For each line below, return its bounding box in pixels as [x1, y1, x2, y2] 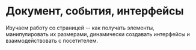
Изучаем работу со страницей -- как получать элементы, [5, 24, 155, 31]
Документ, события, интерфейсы [5, 4, 184, 18]
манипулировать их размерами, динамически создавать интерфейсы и [5, 30, 191, 37]
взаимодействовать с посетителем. [5, 37, 99, 44]
